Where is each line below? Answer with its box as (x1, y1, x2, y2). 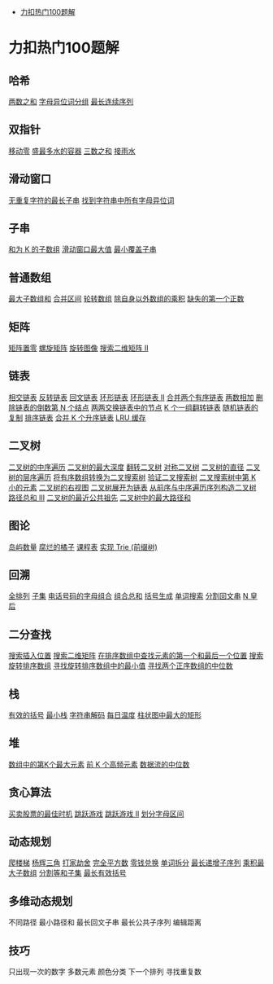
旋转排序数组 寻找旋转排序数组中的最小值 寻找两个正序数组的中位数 (8, 661, 233, 670)
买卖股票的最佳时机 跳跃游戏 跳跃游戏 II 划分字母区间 (8, 809, 184, 819)
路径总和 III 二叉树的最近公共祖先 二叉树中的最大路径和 (8, 492, 192, 503)
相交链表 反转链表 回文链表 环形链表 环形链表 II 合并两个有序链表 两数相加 (8, 392, 254, 402)
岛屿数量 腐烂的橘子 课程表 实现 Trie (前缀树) (8, 542, 158, 551)
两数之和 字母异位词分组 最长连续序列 (8, 97, 134, 106)
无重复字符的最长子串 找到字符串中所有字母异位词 (8, 195, 175, 205)
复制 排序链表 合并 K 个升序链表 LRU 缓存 (8, 412, 146, 422)
